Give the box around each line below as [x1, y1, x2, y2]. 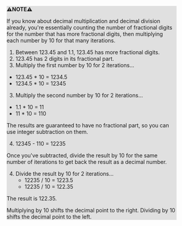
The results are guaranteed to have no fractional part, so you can [7, 122, 170, 129]
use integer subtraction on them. [7, 129, 89, 135]
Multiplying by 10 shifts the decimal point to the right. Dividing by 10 [7, 207, 176, 214]
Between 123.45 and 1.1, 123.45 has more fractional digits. [15, 49, 160, 55]
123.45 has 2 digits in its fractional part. [15, 55, 114, 62]
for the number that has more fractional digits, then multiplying [7, 30, 163, 37]
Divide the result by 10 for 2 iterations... [15, 170, 114, 177]
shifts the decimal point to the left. [7, 213, 92, 220]
